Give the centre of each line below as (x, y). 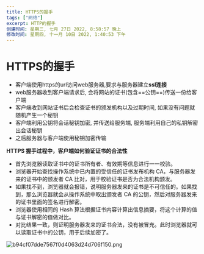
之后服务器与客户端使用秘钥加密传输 (61, 138)
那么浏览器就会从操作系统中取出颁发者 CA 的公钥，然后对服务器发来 (111, 194)
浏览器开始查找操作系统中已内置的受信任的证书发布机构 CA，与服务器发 (105, 172)
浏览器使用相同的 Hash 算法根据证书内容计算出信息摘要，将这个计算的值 (106, 210)
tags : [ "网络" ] (25, 18)
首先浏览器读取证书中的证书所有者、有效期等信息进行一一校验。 (95, 164)
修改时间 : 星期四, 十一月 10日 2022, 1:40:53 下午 (66, 35)
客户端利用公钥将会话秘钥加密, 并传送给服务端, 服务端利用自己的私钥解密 (107, 123)
